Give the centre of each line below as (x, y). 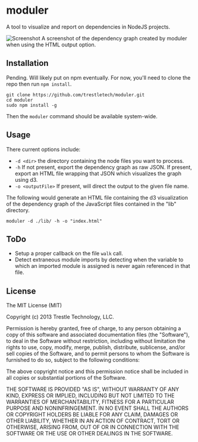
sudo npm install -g (32, 105)
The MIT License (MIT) (34, 305)
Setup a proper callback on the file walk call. (69, 254)
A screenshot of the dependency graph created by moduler (114, 38)
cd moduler (20, 100)
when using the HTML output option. (51, 45)
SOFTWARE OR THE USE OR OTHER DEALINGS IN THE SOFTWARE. (89, 434)
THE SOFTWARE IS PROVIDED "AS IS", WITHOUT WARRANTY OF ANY (93, 389)
